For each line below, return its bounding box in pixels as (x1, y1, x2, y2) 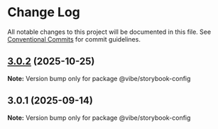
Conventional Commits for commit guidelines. (7, 35, 141, 43)
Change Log (7, 4, 80, 20)
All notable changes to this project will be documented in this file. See (7, 27, 212, 36)
